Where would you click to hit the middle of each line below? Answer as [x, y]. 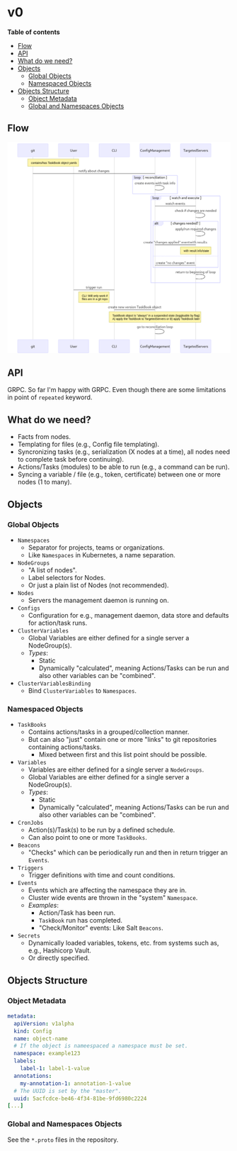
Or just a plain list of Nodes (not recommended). [98, 585]
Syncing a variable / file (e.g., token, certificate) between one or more [119, 474]
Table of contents [34, 32]
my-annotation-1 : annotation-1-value [76, 1083]
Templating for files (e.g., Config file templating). [88, 445]
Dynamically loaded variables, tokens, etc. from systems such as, [123, 943]
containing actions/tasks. [65, 747]
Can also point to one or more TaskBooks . [87, 838]
